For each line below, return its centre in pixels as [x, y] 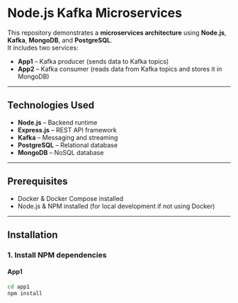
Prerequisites [38, 182]
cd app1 [19, 287]
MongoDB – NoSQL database [61, 152]
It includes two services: [43, 47]
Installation [33, 235]
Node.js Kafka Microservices [95, 13]
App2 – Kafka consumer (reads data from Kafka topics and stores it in [120, 69]
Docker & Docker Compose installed [70, 198]
